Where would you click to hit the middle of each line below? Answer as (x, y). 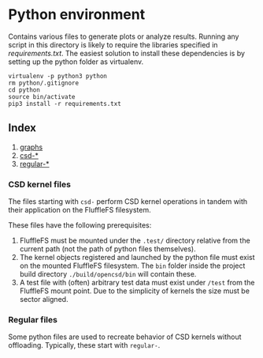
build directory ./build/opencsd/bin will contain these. (108, 274)
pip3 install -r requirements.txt (65, 104)
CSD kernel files (39, 184)
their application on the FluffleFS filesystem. (80, 210)
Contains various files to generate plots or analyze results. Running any (124, 36)
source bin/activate (42, 96)
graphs (31, 147)
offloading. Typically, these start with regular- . (84, 345)
